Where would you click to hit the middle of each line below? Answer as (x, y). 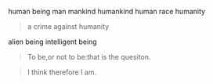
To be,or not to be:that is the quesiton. (89, 57)
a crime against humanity (68, 26)
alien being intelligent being (52, 42)
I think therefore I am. (62, 72)
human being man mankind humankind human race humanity (107, 11)
